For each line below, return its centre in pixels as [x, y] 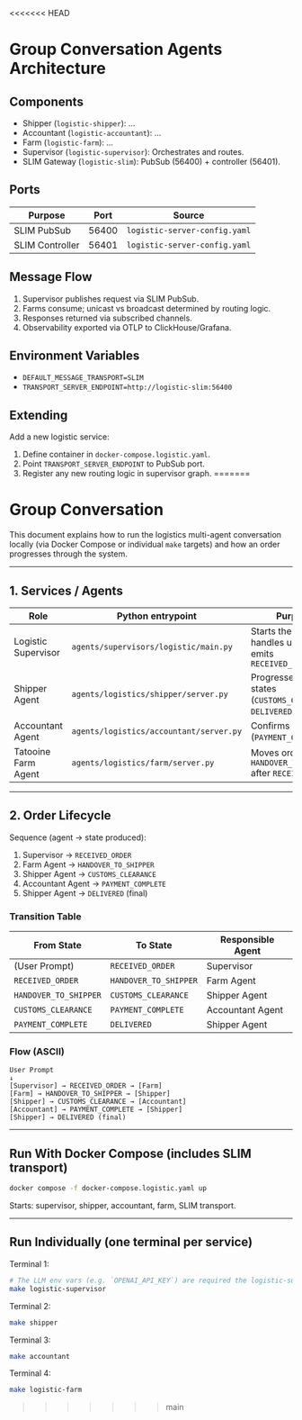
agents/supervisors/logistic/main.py [152, 647]
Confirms [270, 726]
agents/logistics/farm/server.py [143, 763]
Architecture [58, 69]
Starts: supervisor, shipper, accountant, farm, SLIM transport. [123, 1206]
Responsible [247, 940]
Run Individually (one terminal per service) [131, 1242]
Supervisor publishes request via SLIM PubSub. [111, 298]
